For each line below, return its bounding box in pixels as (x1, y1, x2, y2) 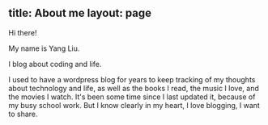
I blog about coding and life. (8, 59, 102, 69)
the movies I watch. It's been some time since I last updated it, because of (8, 92, 256, 102)
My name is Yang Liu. (8, 44, 80, 53)
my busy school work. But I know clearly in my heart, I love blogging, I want (8, 100, 261, 110)
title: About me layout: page (8, 6, 152, 20)
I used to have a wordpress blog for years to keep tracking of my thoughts (8, 74, 256, 84)
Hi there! (8, 27, 37, 37)
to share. (8, 109, 38, 119)
